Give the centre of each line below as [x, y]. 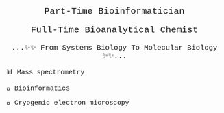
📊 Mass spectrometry [46, 72]
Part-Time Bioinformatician [114, 11]
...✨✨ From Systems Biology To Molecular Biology [114, 48]
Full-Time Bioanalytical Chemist [114, 30]
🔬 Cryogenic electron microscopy [68, 103]
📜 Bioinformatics [38, 89]
